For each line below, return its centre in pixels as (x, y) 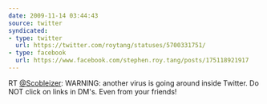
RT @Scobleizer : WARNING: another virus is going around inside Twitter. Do (133, 83)
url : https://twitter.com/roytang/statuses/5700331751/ (111, 46)
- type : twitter (35, 38)
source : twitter (35, 23)
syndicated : (28, 30)
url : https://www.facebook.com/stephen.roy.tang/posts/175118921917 (132, 61)
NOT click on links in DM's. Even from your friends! (93, 91)
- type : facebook (37, 53)
